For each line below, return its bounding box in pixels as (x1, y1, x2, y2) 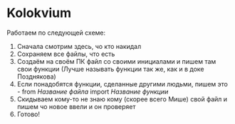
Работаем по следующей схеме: (6, 28, 106, 37)
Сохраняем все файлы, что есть (16, 50, 115, 58)
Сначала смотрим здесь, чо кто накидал (16, 42, 142, 50)
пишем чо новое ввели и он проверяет (16, 102, 136, 111)
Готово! (16, 110, 41, 118)
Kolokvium (6, 5, 72, 21)
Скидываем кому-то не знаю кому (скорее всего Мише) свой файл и (16, 94, 228, 103)
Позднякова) (16, 72, 56, 81)
